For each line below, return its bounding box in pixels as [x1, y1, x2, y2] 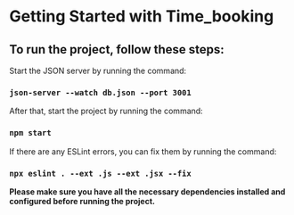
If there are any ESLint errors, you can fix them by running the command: [9, 145, 277, 157]
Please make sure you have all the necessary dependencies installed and [9, 186, 286, 197]
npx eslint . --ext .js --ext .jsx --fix [9, 168, 192, 178]
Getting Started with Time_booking [9, 6, 274, 27]
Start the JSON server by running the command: [9, 65, 187, 76]
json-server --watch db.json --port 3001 [9, 87, 192, 97]
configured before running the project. [9, 195, 156, 206]
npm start [9, 128, 52, 138]
